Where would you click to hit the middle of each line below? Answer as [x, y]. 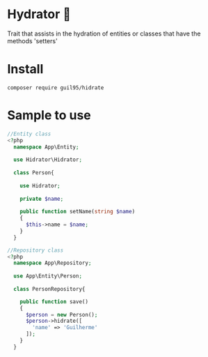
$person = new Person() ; [62, 314]
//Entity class [29, 134]
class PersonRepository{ [49, 289]
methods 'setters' [32, 40]
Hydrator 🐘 [39, 14]
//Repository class [35, 250]
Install [25, 69]
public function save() [54, 302]
